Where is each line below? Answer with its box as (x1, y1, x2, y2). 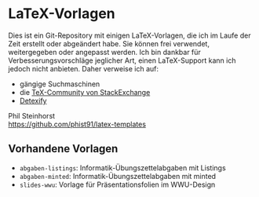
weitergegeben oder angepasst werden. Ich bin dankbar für (8, 47, 202, 57)
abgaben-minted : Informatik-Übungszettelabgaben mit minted (19, 171, 217, 181)
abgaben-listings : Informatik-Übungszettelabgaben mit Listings (19, 162, 226, 173)
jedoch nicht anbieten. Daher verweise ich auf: (8, 64, 159, 73)
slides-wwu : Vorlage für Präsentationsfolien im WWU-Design (19, 180, 216, 189)
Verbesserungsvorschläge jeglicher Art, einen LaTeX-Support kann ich (8, 56, 236, 65)
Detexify (19, 96, 47, 105)
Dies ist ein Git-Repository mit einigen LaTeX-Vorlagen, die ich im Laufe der (8, 31, 251, 40)
